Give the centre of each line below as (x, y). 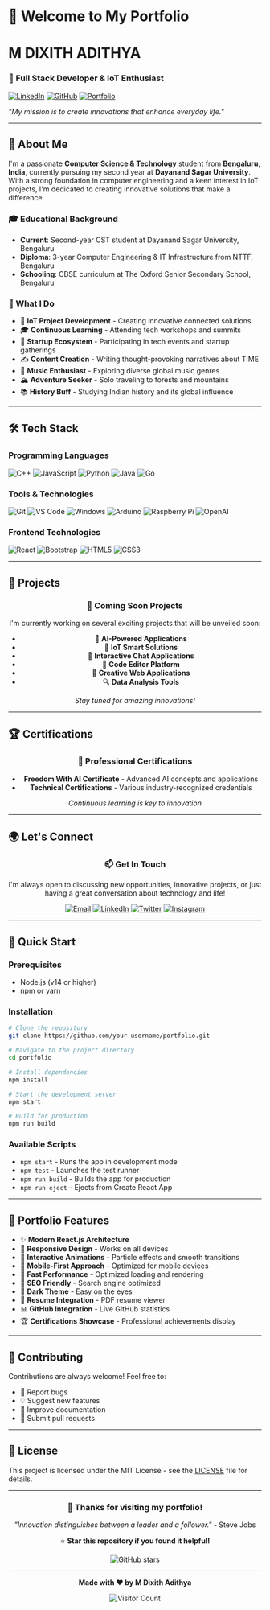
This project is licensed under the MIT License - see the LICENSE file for (128, 1470)
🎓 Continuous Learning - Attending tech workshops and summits (130, 330)
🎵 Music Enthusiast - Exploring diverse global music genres (120, 371)
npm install (28, 1080)
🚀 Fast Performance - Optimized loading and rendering (112, 1274)
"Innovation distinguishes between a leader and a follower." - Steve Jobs (135, 1525)
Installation (31, 1011)
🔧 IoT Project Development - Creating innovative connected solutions (135, 321)
